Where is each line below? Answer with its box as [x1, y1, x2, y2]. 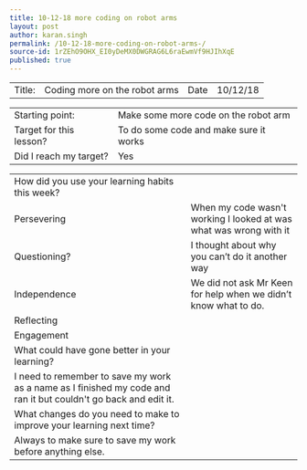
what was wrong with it [190, 225, 291, 236]
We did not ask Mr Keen [190, 277, 293, 288]
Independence [14, 288, 77, 300]
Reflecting [14, 314, 58, 327]
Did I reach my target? [14, 150, 109, 162]
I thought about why [190, 239, 277, 251]
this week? [14, 186, 60, 199]
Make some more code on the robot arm [117, 109, 291, 121]
